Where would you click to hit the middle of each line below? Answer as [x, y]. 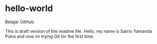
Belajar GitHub [19, 22]
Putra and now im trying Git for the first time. [50, 36]
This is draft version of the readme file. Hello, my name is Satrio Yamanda [78, 31]
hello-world [29, 8]
